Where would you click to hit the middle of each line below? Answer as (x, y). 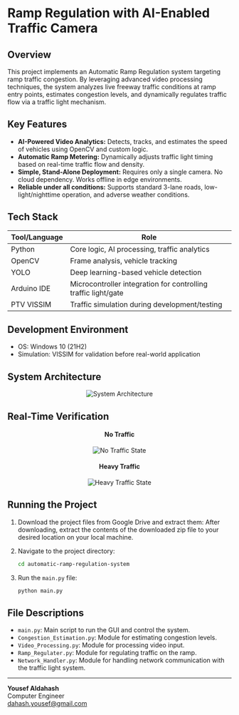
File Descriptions (46, 613)
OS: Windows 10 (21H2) (52, 346)
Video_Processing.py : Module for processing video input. (101, 645)
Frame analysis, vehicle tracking (124, 260)
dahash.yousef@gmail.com (47, 704)
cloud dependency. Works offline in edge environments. (100, 179)
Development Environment (68, 330)
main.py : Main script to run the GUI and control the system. (104, 630)
